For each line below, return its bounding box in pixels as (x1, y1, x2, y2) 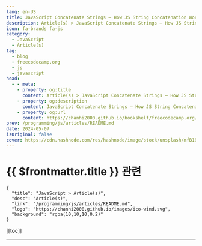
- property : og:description (17, 98, 87, 104)
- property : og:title (17, 87, 71, 93)
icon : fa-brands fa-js (6, 25, 63, 32)
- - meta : (11, 82, 36, 88)
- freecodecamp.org (11, 59, 61, 65)
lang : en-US (6, 8, 36, 15)
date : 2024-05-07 (6, 126, 50, 132)
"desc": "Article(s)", (11, 196, 69, 202)
